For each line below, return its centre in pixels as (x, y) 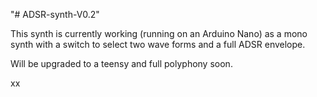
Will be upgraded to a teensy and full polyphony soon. (121, 63)
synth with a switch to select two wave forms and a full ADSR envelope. (158, 44)
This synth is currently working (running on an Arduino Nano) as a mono (159, 33)
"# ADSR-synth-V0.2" (55, 14)
